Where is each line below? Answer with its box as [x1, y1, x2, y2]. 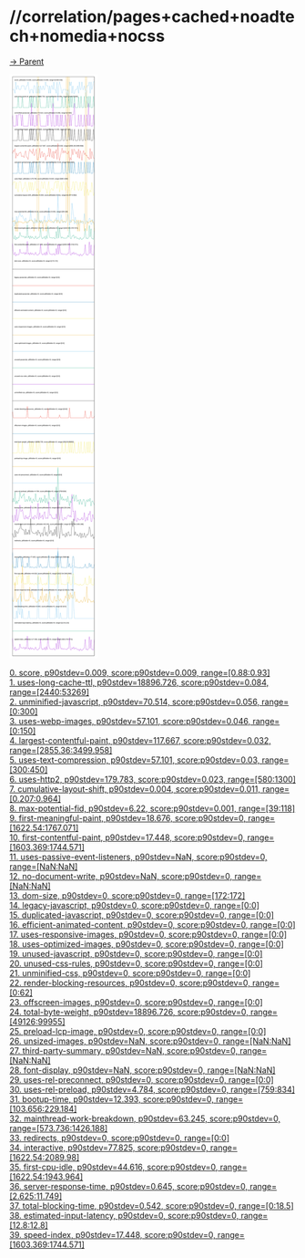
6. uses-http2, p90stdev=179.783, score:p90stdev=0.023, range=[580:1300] [9, 774, 296, 785]
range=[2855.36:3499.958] [9, 744, 113, 755]
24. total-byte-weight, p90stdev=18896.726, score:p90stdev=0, [9, 1006, 249, 1017]
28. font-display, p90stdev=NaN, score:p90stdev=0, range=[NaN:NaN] [9, 1065, 276, 1076]
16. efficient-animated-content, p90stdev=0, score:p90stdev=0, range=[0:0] [9, 919, 296, 930]
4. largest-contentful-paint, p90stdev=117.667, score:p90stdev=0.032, [9, 734, 271, 745]
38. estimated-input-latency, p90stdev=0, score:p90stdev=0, [9, 1210, 239, 1221]
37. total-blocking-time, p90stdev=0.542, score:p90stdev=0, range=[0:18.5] [9, 1200, 294, 1211]
